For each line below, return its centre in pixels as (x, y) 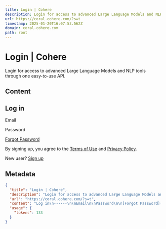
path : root (16, 33)
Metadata (20, 174)
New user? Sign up (24, 158)
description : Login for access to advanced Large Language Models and (79, 14)
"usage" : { (21, 208)
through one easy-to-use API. (35, 76)
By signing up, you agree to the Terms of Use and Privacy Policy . (71, 149)
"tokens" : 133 (28, 213)
